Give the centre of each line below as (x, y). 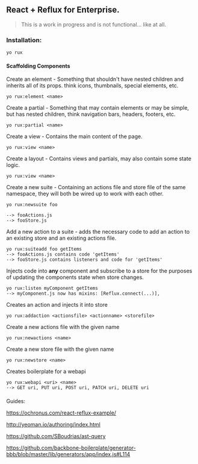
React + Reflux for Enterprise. (63, 10)
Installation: (24, 40)
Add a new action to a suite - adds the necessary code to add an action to (98, 232)
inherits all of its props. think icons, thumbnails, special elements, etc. (92, 86)
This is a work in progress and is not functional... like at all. (94, 24)
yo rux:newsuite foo (32, 205)
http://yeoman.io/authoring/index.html (53, 424)
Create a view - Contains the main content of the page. (74, 136)
